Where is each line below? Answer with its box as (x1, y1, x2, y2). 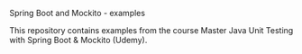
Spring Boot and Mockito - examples (9, 8, 146, 18)
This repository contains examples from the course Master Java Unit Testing (9, 25, 294, 35)
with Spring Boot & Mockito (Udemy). (9, 35, 148, 45)
